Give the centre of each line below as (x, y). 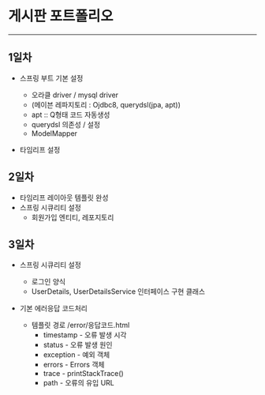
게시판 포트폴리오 (61, 16)
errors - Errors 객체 (74, 365)
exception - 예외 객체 (77, 355)
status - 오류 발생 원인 (78, 345)
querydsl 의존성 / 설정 (66, 124)
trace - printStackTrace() (83, 374)
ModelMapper (54, 133)
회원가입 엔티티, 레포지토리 (73, 217)
